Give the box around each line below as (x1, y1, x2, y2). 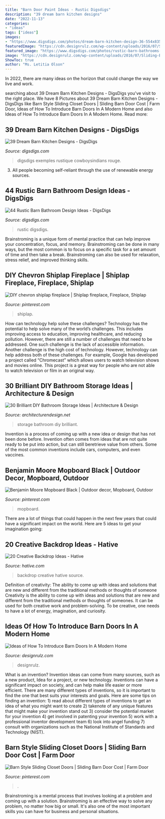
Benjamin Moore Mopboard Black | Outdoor (5, 466, 140, 475)
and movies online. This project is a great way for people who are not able (5, 362, 155, 368)
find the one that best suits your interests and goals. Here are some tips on (5, 692, 156, 698)
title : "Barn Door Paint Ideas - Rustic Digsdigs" (5, 7, 111, 12)
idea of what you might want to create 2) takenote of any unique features (5, 703, 153, 709)
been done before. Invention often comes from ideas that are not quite (5, 436, 147, 442)
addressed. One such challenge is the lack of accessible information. (5, 341, 145, 347)
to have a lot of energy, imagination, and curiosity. (5, 608, 107, 614)
